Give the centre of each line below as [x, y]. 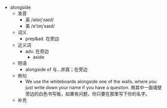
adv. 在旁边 [37, 51]
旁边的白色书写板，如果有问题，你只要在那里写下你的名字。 [88, 94]
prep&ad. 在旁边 [42, 39]
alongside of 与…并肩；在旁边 [56, 69]
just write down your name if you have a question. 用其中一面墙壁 [94, 87]
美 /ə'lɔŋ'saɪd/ [40, 26]
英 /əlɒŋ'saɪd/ [40, 20]
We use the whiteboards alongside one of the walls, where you [91, 81]
